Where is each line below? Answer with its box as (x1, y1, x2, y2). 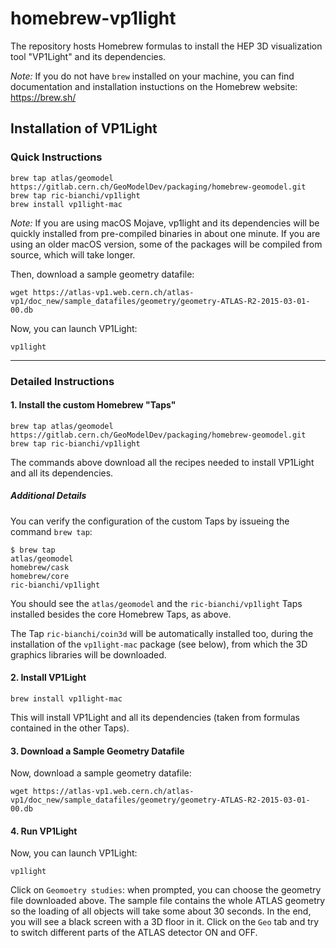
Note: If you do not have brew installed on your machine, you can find (10, 70, 295, 82)
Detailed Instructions (10, 374, 115, 388)
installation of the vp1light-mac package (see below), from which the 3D (10, 638, 308, 650)
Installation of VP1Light (10, 120, 158, 137)
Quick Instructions (10, 150, 103, 164)
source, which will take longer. (10, 248, 136, 261)
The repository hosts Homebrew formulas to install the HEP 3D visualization (10, 40, 323, 52)
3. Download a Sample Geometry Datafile (10, 745, 185, 757)
